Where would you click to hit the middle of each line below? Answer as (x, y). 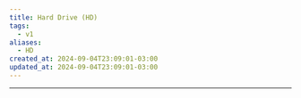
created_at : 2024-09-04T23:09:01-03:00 (84, 59)
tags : (19, 26)
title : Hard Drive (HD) (54, 17)
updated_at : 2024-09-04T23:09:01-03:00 (84, 68)
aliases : (26, 42)
